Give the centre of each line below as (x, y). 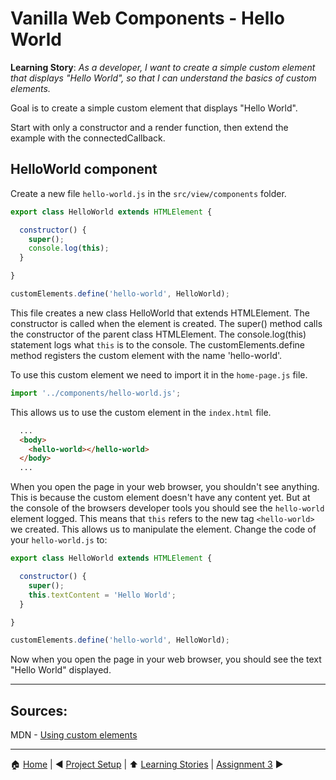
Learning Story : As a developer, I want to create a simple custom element (163, 67)
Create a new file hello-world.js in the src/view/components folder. (148, 193)
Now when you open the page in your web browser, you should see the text (166, 659)
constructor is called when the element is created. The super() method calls (166, 323)
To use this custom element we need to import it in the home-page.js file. (159, 374)
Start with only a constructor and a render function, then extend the (149, 127)
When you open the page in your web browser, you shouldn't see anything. (165, 487)
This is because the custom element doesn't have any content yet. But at (160, 498)
